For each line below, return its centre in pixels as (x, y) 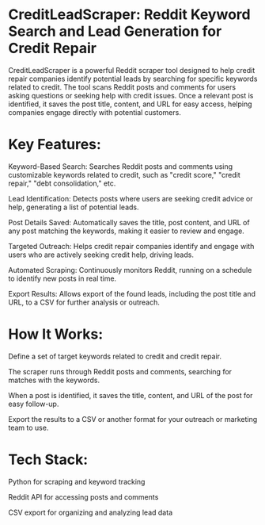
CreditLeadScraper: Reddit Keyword (129, 15)
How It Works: (56, 334)
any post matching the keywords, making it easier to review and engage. (127, 231)
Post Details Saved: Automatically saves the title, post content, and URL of (129, 222)
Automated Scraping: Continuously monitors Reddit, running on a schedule (130, 270)
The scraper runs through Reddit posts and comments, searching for (120, 371)
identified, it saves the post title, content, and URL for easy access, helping (130, 104)
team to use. (28, 427)
